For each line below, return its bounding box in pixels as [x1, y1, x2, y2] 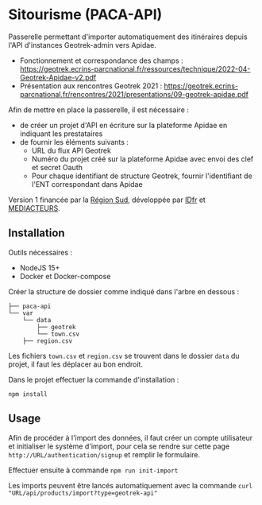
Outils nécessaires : [8, 247, 73, 257]
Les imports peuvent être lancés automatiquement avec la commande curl [8, 480, 252, 490]
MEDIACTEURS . [8, 203, 61, 212]
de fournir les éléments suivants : [19, 137, 129, 146]
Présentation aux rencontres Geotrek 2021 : [19, 81, 163, 91]
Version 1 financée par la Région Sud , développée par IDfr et [8, 195, 206, 204]
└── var [8, 309, 34, 317]
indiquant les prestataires [19, 129, 103, 138]
